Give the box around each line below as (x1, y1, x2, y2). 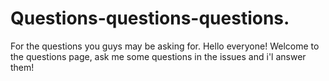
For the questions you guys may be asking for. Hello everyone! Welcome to (10, 40, 320, 52)
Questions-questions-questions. (10, 7, 290, 30)
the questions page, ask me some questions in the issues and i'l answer (10, 50, 307, 62)
